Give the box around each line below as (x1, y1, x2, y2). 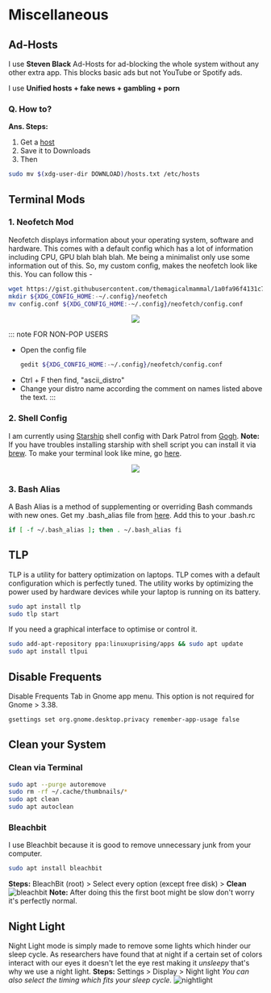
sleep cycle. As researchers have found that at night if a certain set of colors (8, 949, 263, 959)
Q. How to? (8, 103, 52, 115)
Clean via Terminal (8, 762, 83, 774)
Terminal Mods (8, 192, 85, 207)
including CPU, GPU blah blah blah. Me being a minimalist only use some (8, 252, 250, 261)
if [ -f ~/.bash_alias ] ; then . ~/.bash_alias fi (8, 526, 182, 534)
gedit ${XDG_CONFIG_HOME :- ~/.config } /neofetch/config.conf (19, 361, 223, 369)
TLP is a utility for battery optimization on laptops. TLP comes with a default (8, 570, 261, 579)
